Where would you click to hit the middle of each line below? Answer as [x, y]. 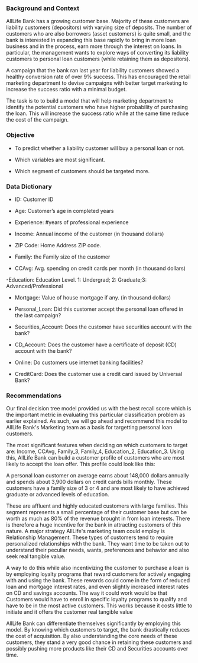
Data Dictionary [29, 186]
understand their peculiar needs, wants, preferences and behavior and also [98, 550]
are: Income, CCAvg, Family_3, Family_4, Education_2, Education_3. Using [95, 451]
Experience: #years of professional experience [72, 222]
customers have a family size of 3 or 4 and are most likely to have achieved [98, 488]
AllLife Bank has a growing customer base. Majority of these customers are [98, 21]
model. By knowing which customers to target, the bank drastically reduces [98, 630]
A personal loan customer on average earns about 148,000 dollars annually [98, 476]
